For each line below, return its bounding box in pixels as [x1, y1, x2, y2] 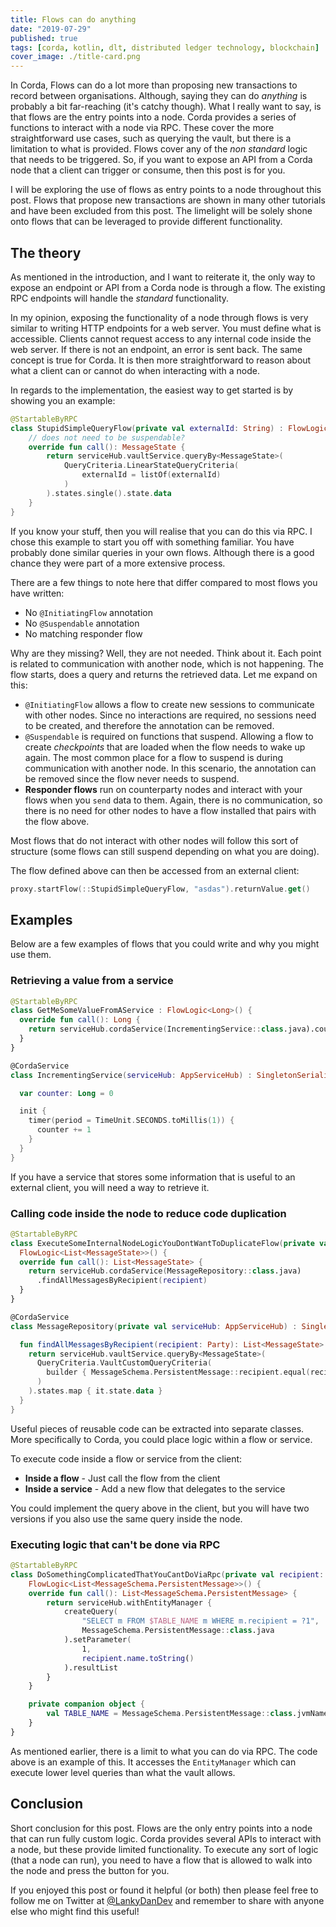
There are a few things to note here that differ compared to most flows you [10, 576, 318, 588]
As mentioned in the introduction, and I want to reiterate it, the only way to [10, 271, 316, 283]
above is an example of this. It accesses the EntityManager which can [10, 1756, 297, 1768]
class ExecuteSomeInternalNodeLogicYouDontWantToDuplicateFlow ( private [10, 1238, 315, 1248]
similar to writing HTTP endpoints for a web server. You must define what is [10, 322, 322, 334]
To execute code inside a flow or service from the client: [10, 1452, 243, 1465]
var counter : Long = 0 [19, 1088, 114, 1098]
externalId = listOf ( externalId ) [81, 470, 222, 480]
